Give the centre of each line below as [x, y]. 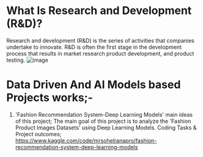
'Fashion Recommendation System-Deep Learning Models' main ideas [104, 114]
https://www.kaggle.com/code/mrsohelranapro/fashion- [86, 141]
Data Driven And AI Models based [94, 85]
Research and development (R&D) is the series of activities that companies [100, 40]
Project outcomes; [38, 134]
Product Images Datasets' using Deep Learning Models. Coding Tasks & [106, 127]
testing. [16, 60]
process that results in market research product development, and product [100, 53]
